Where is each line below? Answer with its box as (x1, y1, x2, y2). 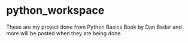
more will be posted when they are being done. (6, 29, 123, 36)
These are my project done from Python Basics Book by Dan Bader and (6, 23, 183, 30)
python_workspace (6, 4, 105, 17)
